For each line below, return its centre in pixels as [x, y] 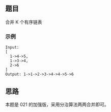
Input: [12, 48]
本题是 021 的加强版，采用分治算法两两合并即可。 [57, 104]
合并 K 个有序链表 [24, 22]
